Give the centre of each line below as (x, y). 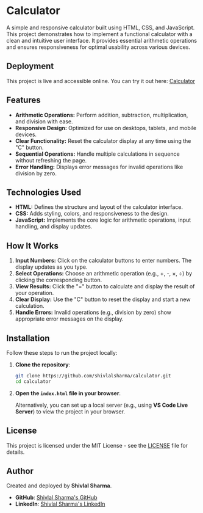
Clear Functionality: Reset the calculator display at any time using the (103, 140)
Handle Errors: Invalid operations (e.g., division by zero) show (93, 313)
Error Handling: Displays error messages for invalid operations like (99, 167)
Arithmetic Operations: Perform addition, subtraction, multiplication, (101, 115)
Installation (28, 338)
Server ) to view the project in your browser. (70, 411)
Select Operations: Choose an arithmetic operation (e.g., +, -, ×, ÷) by (104, 274)
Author (20, 471)
